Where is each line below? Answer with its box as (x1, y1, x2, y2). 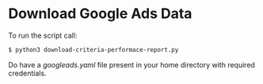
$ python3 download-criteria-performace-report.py (8, 46, 179, 53)
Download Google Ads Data (8, 5, 192, 23)
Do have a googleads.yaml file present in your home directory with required (8, 60, 256, 69)
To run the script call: (8, 31, 78, 40)
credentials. (8, 68, 47, 78)
